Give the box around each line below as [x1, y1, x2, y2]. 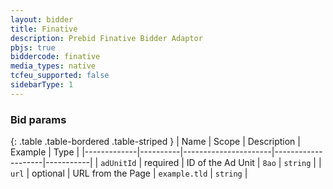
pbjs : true [10, 42, 56, 53]
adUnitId [100, 159, 137, 169]
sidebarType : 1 [10, 80, 74, 90]
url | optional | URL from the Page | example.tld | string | [10, 167, 248, 180]
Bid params [10, 112, 67, 126]
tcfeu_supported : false [10, 71, 110, 81]
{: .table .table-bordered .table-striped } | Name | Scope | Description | [10, 136, 301, 148]
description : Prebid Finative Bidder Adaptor [10, 33, 203, 43]
